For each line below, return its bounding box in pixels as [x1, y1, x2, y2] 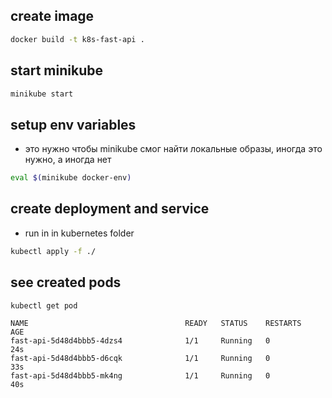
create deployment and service [10, 200, 210, 218]
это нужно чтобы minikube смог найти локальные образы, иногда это [24, 143, 323, 155]
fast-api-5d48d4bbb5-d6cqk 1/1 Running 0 [10, 354, 271, 364]
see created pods [10, 274, 122, 291]
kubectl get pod [10, 300, 78, 311]
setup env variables [10, 116, 137, 133]
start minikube [10, 62, 103, 79]
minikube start [10, 89, 74, 99]
